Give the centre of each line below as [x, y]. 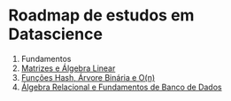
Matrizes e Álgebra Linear [68, 68]
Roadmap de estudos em [101, 16]
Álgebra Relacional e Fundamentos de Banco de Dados [121, 87]
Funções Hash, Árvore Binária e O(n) [88, 77]
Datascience [56, 34]
